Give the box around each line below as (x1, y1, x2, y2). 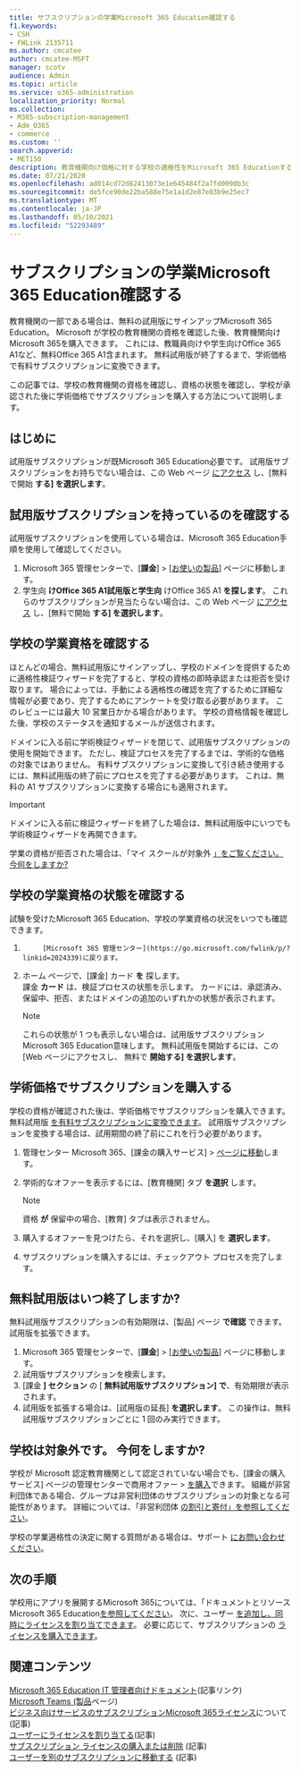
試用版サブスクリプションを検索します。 (21, 1369, 171, 1380)
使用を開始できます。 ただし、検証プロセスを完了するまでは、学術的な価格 (9, 748, 285, 758)
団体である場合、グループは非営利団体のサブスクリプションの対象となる (16, 1490, 283, 1501)
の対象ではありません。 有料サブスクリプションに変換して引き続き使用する (9, 758, 286, 769)
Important (9, 799, 46, 809)
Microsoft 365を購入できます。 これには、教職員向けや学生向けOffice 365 (9, 338, 281, 349)
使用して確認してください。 (24, 544, 127, 555)
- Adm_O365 (9, 122, 50, 131)
